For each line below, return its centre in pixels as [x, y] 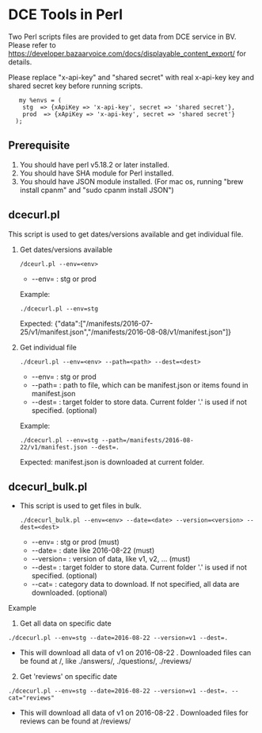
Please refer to [32, 44]
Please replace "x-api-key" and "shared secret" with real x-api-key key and [131, 77]
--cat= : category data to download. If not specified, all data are [135, 584]
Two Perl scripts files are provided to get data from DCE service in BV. [122, 37]
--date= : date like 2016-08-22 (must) [93, 550]
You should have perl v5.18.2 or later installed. [95, 164]
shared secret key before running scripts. [76, 86]
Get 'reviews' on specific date [68, 677]
